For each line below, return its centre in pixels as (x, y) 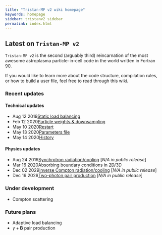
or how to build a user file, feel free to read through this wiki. (67, 81)
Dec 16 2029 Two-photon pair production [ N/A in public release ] (77, 176)
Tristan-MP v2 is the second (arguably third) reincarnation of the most (77, 55)
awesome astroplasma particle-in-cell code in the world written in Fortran (80, 61)
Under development (30, 188)
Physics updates (23, 148)
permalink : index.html (28, 23)
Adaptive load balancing (37, 223)
